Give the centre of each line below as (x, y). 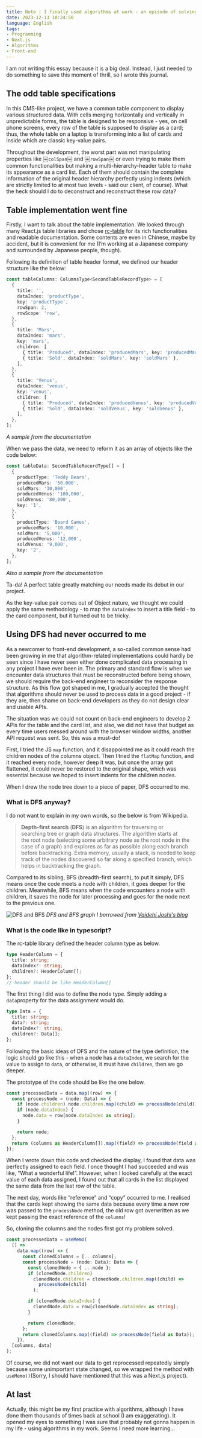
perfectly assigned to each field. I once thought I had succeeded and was (97, 1167)
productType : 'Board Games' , (54, 522)
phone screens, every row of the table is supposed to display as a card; (95, 127)
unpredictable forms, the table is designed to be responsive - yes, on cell (97, 121)
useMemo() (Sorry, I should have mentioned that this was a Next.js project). (97, 1376)
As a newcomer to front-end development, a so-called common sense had (99, 649)
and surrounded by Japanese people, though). (64, 250)
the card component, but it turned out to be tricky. (68, 616)
